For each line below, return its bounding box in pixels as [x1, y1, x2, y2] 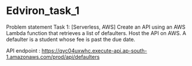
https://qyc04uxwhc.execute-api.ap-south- [41, 47, 147, 54]
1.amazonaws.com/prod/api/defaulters [6, 53, 100, 60]
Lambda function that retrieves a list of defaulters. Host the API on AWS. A [6, 29, 187, 36]
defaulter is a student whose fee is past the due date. [6, 36, 135, 43]
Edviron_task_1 [6, 4, 80, 18]
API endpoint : [6, 47, 41, 54]
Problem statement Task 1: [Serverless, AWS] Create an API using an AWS [6, 23, 186, 30]
